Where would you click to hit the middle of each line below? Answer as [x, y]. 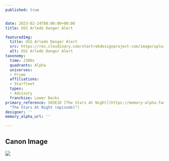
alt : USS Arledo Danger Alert [41, 51]
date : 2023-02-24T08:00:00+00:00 [40, 23]
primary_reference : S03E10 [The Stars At [49, 103]
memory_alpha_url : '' [28, 117]
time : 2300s [22, 60]
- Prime [18, 74]
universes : [21, 70]
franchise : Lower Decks [34, 98]
